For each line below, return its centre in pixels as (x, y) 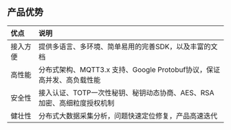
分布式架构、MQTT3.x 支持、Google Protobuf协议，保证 (129, 69)
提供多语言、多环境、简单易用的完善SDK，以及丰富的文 (128, 47)
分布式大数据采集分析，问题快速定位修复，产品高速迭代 (128, 116)
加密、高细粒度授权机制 (76, 103)
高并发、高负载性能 (69, 79)
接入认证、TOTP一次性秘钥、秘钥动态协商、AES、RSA (126, 92)
